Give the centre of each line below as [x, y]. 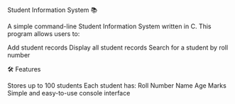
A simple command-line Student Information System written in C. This [109, 26]
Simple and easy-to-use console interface [69, 93]
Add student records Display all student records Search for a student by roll [118, 47]
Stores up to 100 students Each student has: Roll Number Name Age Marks [117, 86]
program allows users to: [44, 34]
